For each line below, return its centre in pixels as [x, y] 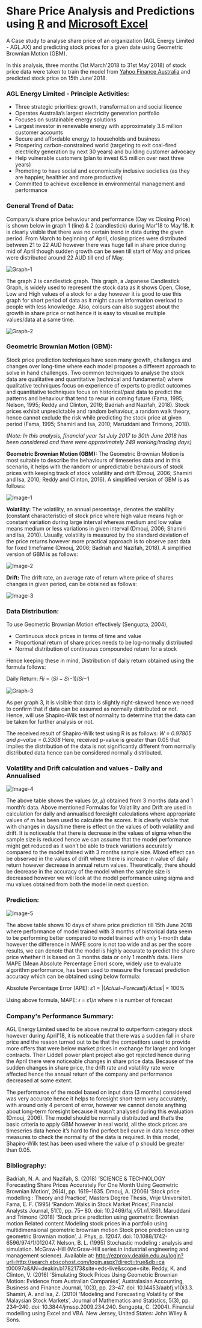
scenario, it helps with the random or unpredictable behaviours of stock [95, 467]
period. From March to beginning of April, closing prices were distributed [96, 238]
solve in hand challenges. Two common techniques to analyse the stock [95, 372]
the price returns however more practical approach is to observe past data [99, 541]
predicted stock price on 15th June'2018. [57, 78]
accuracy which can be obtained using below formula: [73, 976]
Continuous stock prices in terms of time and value [78, 636]
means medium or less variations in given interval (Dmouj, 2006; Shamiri [96, 528]
